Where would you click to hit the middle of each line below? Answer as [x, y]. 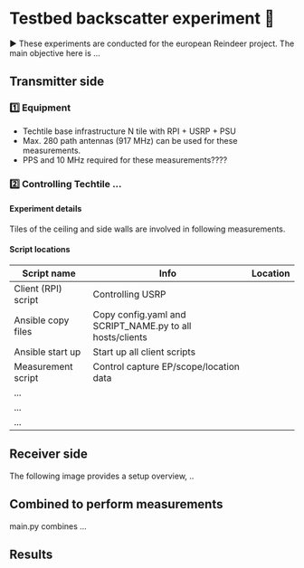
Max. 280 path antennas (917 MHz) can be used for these [130, 140]
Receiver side [49, 454]
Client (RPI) [38, 289]
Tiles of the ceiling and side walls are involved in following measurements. [147, 229]
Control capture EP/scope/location [166, 366]
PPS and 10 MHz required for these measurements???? [125, 160]
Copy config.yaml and [139, 314]
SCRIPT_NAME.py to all [142, 326]
